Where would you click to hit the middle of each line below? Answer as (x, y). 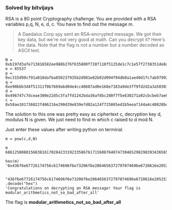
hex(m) (12, 161)
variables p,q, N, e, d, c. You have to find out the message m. (70, 24)
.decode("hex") (21, 184)
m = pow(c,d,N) (21, 139)
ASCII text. (29, 51)
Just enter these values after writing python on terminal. (64, 130)
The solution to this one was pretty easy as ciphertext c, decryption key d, (84, 114)
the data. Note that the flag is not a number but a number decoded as (91, 45)
